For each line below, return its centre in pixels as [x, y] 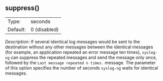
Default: [17, 29]
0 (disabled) [45, 29]
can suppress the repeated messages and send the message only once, [84, 57]
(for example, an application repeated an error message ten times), [73, 52]
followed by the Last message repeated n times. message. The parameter [81, 62]
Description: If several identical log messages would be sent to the [73, 41]
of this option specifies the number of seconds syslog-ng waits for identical [82, 68]
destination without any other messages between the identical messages [79, 47]
